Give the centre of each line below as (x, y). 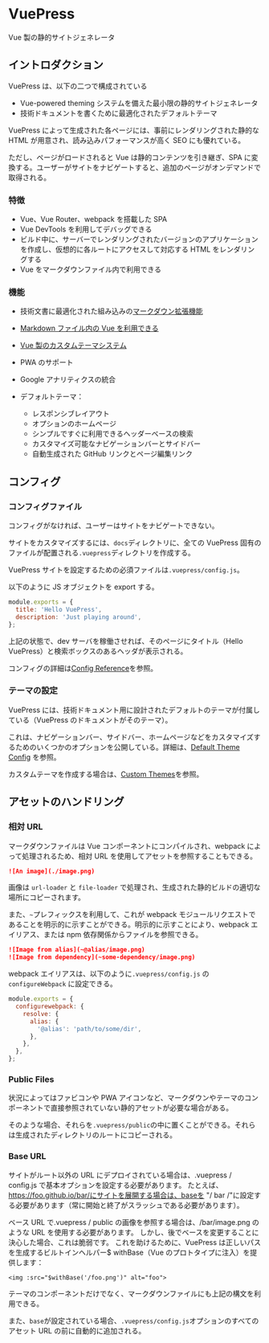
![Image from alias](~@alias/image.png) (77, 950)
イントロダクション (56, 65)
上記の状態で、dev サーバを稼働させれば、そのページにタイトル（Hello (126, 641)
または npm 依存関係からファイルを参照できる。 (123, 935)
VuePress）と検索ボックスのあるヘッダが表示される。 (98, 651)
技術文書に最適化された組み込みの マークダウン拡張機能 (111, 311)
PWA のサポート (47, 362)
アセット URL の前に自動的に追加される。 (77, 1330)
